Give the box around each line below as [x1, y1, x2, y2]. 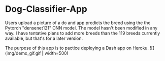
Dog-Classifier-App [5, 3, 88, 15]
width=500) [44, 50, 69, 56]
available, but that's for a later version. [5, 35, 83, 41]
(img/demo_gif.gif [5, 50, 41, 56]
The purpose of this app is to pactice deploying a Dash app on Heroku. [5, 45, 149, 51]
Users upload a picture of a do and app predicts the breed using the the [5, 20, 151, 26]
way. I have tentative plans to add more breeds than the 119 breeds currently [5, 30, 160, 36]
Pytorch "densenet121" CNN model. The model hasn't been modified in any [5, 25, 158, 30]
